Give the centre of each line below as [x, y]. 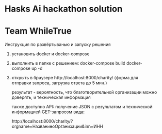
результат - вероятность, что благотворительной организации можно [84, 92]
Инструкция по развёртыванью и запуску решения [58, 45]
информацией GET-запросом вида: [48, 112]
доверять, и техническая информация [51, 97]
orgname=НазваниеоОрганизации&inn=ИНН [57, 126]
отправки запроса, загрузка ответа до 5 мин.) [59, 83]
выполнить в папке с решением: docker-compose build [68, 63]
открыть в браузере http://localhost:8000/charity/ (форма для [75, 78]
